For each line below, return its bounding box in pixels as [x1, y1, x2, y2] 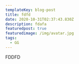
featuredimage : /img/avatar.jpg [5, 31, 74, 36]
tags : [5, 36, 17, 41]
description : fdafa [5, 21, 47, 27]
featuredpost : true [5, 26, 47, 31]
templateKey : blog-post [5, 7, 56, 13]
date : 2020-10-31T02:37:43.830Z [5, 17, 74, 22]
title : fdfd [5, 12, 31, 17]
